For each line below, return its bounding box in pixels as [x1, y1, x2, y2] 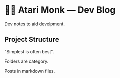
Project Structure [4, 35, 59, 44]
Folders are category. [4, 58, 49, 64]
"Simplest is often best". [4, 48, 54, 54]
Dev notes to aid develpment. [4, 21, 65, 27]
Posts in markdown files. [4, 68, 55, 74]
